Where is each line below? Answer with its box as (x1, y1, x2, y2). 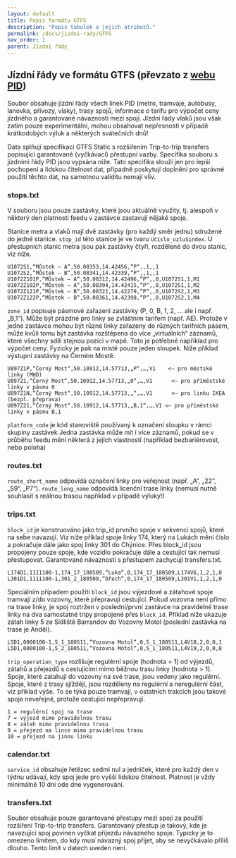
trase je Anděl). (7, 625, 51, 633)
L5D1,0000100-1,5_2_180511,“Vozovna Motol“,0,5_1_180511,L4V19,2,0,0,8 (7, 644, 222, 652)
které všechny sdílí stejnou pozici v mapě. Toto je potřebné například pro (7, 336, 218, 345)
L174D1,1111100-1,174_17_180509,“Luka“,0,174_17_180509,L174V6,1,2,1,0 (7, 569, 222, 576)
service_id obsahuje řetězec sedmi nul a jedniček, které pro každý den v (7, 766, 219, 773)
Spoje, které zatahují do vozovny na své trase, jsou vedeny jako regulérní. (7, 672, 221, 680)
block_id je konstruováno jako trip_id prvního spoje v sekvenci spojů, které (7, 525, 225, 534)
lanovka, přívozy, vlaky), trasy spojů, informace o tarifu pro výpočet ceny (7, 106, 220, 115)
